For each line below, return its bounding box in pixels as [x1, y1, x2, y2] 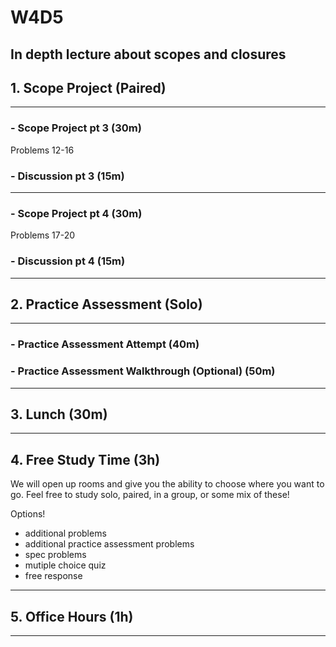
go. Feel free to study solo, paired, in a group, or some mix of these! [10, 489, 290, 501]
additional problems [24, 527, 107, 540]
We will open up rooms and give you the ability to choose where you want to [10, 478, 325, 490]
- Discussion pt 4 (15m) [10, 254, 126, 268]
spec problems [24, 549, 87, 561]
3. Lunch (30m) [10, 406, 108, 423]
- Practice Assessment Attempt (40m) [10, 337, 200, 351]
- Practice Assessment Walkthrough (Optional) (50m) [10, 364, 276, 378]
